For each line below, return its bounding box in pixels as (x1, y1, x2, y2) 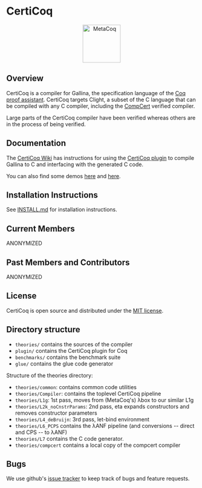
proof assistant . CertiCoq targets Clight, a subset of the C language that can (6, 96, 196, 103)
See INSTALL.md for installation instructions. (6, 206, 118, 213)
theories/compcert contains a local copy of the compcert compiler (15, 441, 181, 449)
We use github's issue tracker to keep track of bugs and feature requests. (6, 475, 190, 483)
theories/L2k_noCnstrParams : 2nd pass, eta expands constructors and (15, 403, 189, 410)
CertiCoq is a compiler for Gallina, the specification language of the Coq (6, 89, 186, 96)
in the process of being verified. (6, 120, 86, 128)
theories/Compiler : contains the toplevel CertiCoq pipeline (15, 390, 161, 397)
